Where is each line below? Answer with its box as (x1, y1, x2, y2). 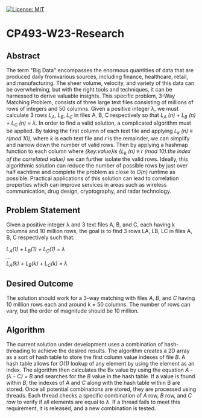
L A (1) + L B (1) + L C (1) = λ (6, 246, 66, 254)
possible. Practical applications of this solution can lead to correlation (6, 175, 179, 182)
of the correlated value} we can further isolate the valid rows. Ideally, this (6, 155, 188, 163)
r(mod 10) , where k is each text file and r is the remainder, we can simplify (6, 135, 190, 142)
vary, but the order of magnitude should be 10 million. (6, 307, 139, 314)
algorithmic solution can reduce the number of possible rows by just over (6, 162, 188, 169)
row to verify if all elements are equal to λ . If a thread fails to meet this (6, 398, 180, 406)
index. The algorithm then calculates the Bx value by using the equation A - (6, 366, 193, 373)
